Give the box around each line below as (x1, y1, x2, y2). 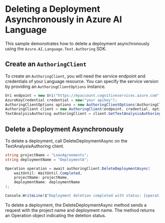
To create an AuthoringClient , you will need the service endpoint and (5, 73, 146, 79)
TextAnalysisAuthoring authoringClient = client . (5, 111, 109, 116)
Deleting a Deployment (5, 3, 101, 15)
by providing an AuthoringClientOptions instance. (5, 84, 106, 89)
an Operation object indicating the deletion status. (5, 212, 107, 218)
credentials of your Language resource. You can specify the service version (5, 78, 159, 84)
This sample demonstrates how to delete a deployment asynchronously (5, 40, 150, 46)
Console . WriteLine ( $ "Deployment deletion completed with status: (5, 193, 141, 198)
